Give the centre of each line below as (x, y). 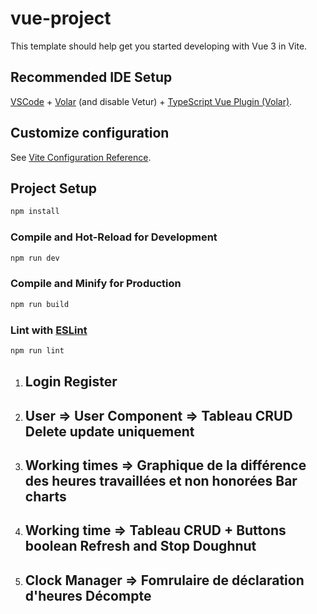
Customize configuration (90, 133)
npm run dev (35, 258)
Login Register (71, 382)
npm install (35, 212)
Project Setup (54, 188)
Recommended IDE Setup (91, 77)
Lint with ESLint (49, 330)
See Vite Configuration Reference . (81, 157)
